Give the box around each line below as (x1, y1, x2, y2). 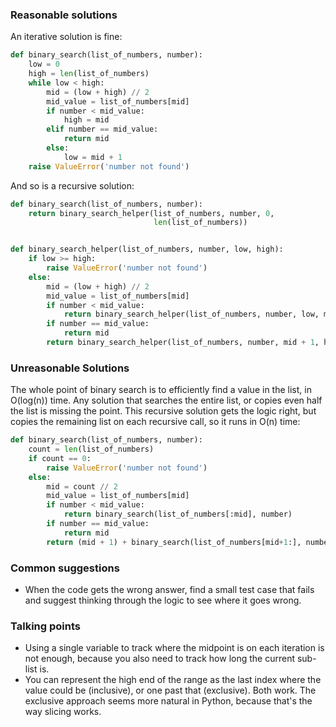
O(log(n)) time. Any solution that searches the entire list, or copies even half (10, 394, 323, 407)
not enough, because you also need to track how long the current (24, 653, 295, 665)
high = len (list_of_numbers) (28, 69, 150, 79)
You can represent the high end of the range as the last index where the (24, 674, 322, 686)
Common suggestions (10, 561, 120, 575)
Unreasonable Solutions (10, 361, 130, 375)
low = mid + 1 (63, 152, 123, 162)
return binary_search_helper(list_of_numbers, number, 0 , (28, 208, 275, 218)
